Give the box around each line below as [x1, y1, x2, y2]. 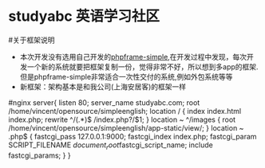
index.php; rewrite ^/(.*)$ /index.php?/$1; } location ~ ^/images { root [8, 115, 236, 124]
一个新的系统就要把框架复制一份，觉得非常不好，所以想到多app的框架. [26, 61, 259, 72]
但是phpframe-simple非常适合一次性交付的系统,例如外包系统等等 [19, 72, 233, 81]
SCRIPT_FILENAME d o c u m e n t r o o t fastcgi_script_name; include [8, 140, 213, 151]
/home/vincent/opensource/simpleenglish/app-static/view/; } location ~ [8, 123, 244, 132]
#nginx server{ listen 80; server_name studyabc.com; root [8, 97, 200, 107]
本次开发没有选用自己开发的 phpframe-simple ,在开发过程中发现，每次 [19, 52, 247, 61]
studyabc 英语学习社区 [8, 7, 160, 25]
